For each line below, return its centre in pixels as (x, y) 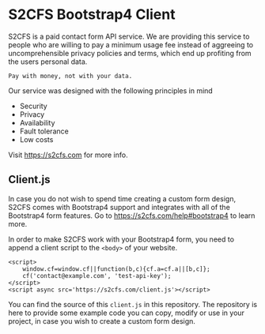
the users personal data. (48, 62)
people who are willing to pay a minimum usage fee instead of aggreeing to (131, 44)
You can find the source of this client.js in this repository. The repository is (133, 304)
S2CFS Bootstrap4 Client (92, 15)
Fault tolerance (44, 131)
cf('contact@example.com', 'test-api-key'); (97, 276)
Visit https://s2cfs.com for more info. (68, 155)
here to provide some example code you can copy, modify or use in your (127, 313)
